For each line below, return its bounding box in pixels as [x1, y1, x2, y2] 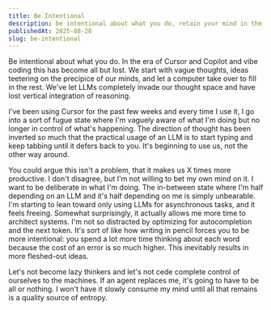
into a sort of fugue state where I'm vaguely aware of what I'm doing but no [8, 115, 260, 125]
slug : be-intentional [8, 34, 82, 43]
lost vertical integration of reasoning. [8, 91, 131, 101]
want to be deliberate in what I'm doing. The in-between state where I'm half [8, 183, 264, 193]
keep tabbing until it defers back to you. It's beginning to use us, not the [8, 141, 248, 151]
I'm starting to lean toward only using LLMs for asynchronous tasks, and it [8, 200, 256, 210]
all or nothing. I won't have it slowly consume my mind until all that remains [8, 284, 258, 294]
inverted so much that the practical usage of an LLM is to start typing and [8, 133, 253, 142]
